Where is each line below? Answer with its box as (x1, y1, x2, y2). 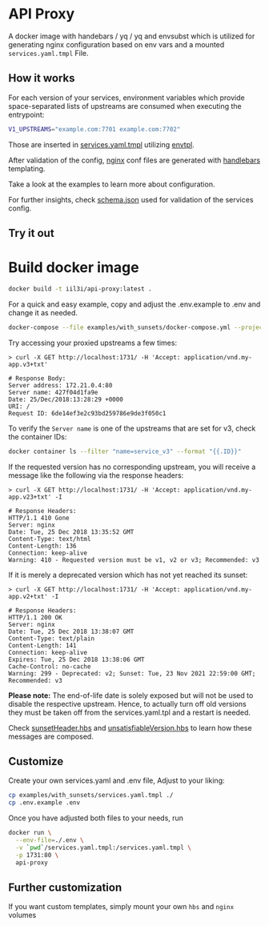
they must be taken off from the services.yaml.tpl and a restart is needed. (8, 708, 251, 717)
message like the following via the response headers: (8, 470, 184, 480)
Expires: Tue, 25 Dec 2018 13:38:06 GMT (8, 655, 146, 663)
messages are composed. (8, 732, 94, 741)
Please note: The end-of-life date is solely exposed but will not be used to (8, 690, 254, 700)
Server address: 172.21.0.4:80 (8, 381, 113, 389)
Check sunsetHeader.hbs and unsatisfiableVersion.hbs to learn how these (8, 723, 252, 732)
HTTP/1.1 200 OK (8, 613, 62, 621)
